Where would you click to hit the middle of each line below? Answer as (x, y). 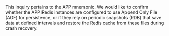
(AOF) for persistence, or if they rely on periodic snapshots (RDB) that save (83, 18)
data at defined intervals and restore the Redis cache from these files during (85, 23)
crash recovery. (22, 28)
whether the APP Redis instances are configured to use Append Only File (81, 12)
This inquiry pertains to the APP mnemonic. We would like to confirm (77, 7)
